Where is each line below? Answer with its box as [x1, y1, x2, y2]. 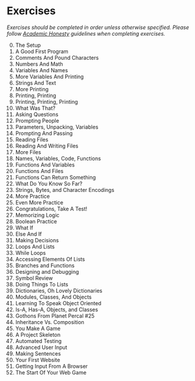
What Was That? [15, 104, 56, 111]
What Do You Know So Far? [15, 180, 83, 187]
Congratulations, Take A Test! [15, 205, 87, 212]
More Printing [15, 85, 49, 92]
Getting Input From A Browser [15, 363, 88, 370]
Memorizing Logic [15, 212, 60, 219]
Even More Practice [15, 198, 64, 206]
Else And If [15, 230, 42, 238]
